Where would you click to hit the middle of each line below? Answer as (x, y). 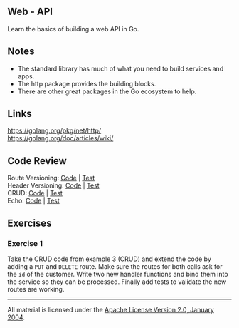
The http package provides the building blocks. (87, 83)
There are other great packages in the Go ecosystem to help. (107, 91)
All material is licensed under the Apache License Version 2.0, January (111, 309)
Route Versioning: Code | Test (51, 178)
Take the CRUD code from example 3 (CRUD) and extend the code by (110, 259)
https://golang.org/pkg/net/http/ (54, 130)
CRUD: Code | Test (35, 193)
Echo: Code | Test (34, 201)
